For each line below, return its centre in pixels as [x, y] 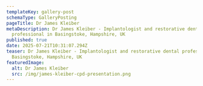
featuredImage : [25, 62]
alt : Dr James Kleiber [40, 68]
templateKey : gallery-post [40, 12]
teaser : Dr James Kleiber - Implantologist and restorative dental [93, 51]
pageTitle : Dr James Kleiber [43, 23]
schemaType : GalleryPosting [42, 18]
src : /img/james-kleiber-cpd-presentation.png [71, 74]
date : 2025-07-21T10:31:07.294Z [47, 46]
